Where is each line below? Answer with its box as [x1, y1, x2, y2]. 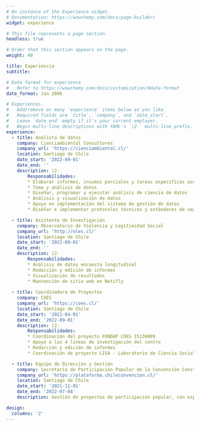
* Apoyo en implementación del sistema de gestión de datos [27, 201, 180, 207]
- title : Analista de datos [11, 135, 82, 141]
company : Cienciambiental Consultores [17, 140, 113, 146]
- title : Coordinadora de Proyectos [11, 290, 102, 296]
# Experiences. [6, 101, 44, 107]
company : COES [17, 295, 52, 301]
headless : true [6, 36, 44, 42]
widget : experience [6, 20, 55, 26]
